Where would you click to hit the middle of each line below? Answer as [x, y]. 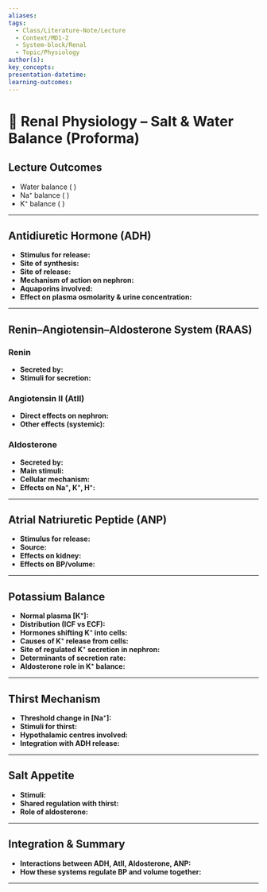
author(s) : [26, 60]
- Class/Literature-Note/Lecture [71, 30]
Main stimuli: [42, 470]
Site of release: [45, 272]
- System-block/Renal [51, 45]
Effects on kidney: [50, 556]
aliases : [23, 15]
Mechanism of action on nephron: [77, 280]
